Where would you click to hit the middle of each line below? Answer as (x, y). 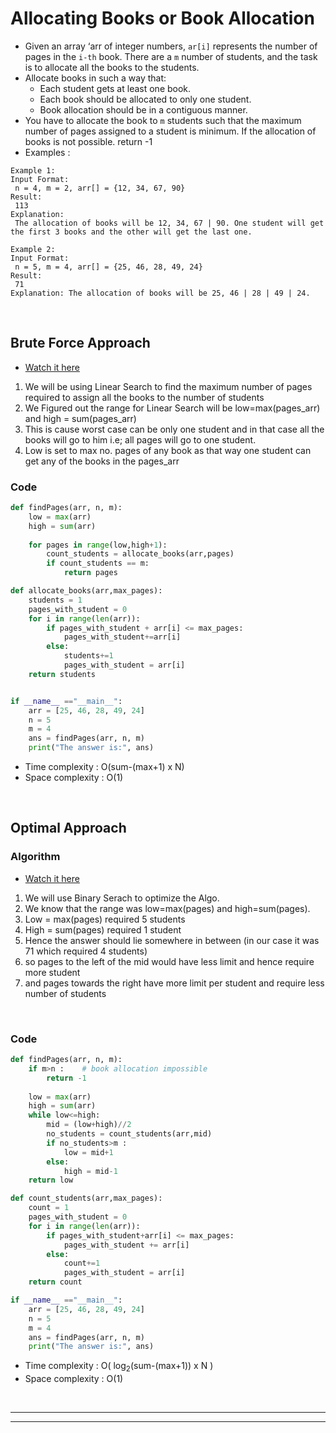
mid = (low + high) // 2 (89, 1125)
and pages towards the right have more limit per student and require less (174, 983)
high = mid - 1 (90, 1171)
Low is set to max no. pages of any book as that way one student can (168, 450)
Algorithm (35, 857)
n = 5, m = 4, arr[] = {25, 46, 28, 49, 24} (108, 267)
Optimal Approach (68, 828)
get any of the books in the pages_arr (102, 461)
